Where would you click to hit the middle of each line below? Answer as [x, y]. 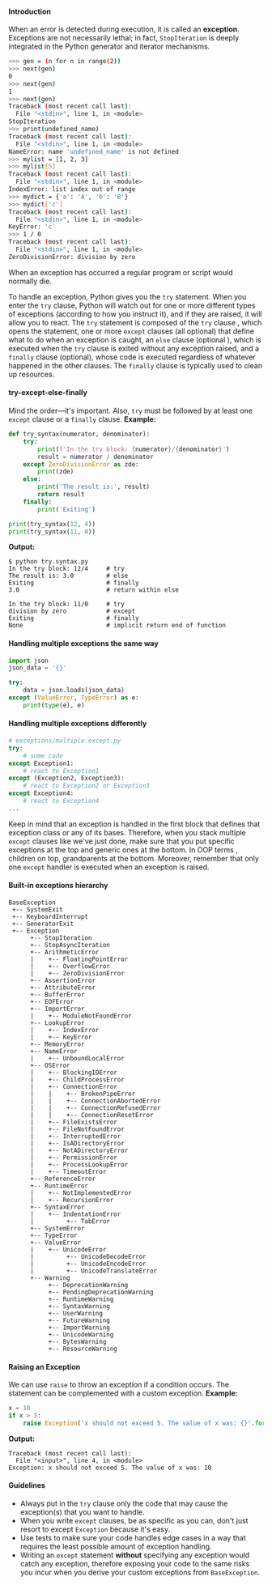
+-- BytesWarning [77, 1342]
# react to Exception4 [61, 801]
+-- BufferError [57, 995]
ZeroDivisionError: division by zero [72, 257]
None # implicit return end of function [117, 626]
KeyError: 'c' [32, 227]
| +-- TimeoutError [68, 1172]
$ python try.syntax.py [49, 562]
